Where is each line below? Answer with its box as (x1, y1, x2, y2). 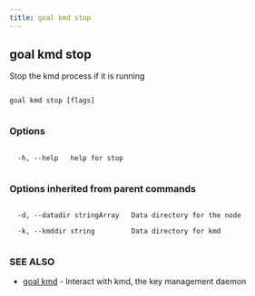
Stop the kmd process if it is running (9, 71, 145, 81)
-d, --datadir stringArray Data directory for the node (17, 211, 242, 220)
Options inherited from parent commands (9, 182, 197, 195)
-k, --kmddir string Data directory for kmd (17, 227, 221, 236)
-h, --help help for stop (17, 153, 124, 163)
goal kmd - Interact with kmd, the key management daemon (22, 276, 247, 287)
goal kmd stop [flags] (9, 96, 95, 105)
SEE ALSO (9, 255, 55, 268)
